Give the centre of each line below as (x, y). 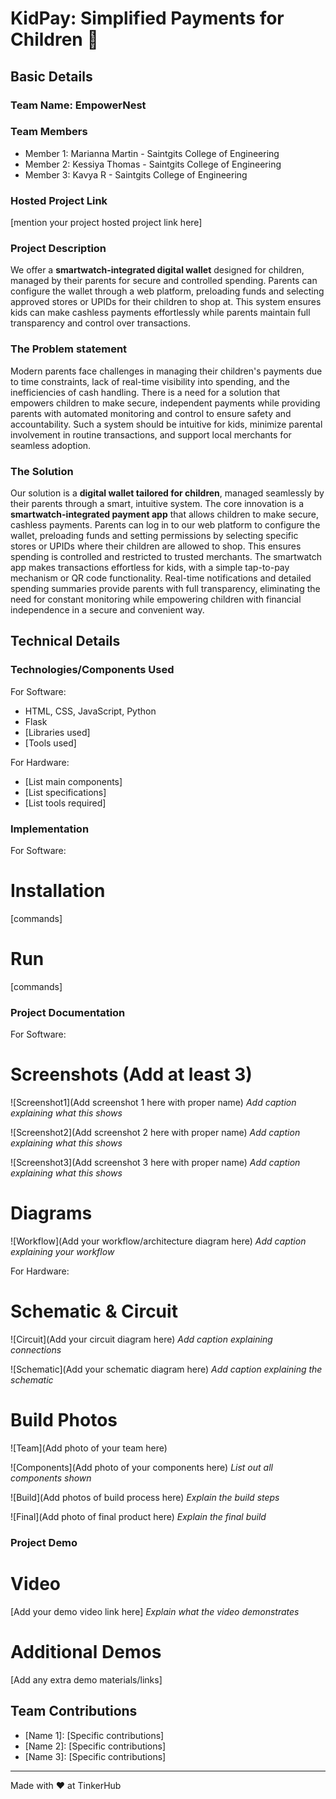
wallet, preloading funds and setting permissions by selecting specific (154, 535)
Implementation (50, 829)
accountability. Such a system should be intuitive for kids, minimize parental (166, 424)
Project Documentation (68, 1012)
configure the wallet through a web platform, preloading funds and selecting (167, 291)
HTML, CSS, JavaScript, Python (90, 711)
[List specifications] (65, 792)
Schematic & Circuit (94, 1311)
